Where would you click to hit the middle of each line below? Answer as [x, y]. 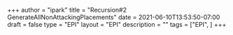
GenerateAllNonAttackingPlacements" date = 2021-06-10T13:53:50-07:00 [114, 17]
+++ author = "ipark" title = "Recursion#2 [67, 10]
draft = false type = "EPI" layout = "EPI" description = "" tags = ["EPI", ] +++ [117, 24]
